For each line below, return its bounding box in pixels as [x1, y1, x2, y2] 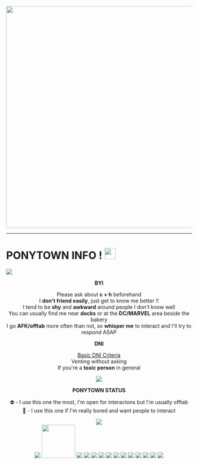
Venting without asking [71, 357, 127, 365]
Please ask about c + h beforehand [57, 291, 141, 298]
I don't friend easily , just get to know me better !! [39, 297, 159, 304]
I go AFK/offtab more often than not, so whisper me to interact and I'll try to [6, 322, 192, 329]
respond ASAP [81, 328, 117, 336]
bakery [90, 316, 108, 323]
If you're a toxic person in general [57, 364, 141, 371]
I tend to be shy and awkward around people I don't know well [22, 303, 176, 310]
